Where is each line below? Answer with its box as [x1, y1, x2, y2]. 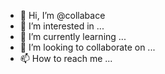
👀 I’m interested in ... [19, 20, 105, 32]
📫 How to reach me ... [19, 53, 113, 64]
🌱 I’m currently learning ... [19, 31, 127, 42]
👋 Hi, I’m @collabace [19, 10, 106, 21]
